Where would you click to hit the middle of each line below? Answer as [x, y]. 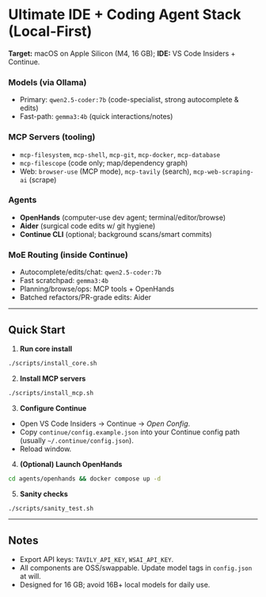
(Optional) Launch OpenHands [71, 464]
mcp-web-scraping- [224, 172]
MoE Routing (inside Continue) [68, 254]
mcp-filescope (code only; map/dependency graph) [104, 163]
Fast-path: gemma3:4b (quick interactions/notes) [96, 117]
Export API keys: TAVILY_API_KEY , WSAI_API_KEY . [97, 560]
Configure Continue [53, 408]
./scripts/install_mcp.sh [51, 393]
